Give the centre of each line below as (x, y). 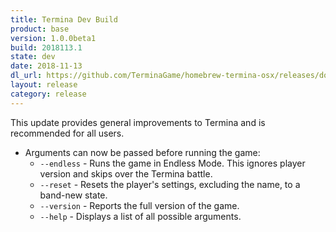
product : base (40, 29)
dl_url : (26, 76)
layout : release (44, 85)
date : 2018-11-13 (46, 66)
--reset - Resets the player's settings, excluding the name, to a (170, 184)
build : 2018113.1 (46, 47)
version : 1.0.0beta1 (53, 38)
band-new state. (73, 195)
